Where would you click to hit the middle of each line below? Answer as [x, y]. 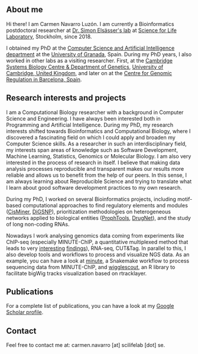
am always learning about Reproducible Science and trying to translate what [99, 181]
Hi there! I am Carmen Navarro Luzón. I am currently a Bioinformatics [90, 24]
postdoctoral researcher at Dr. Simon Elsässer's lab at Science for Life [92, 30]
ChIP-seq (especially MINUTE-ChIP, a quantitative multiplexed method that [97, 242]
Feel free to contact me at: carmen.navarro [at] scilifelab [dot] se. [86, 345]
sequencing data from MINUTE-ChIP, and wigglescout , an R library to [91, 267]
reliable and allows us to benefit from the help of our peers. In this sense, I [97, 175]
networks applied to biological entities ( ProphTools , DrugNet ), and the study [98, 217]
